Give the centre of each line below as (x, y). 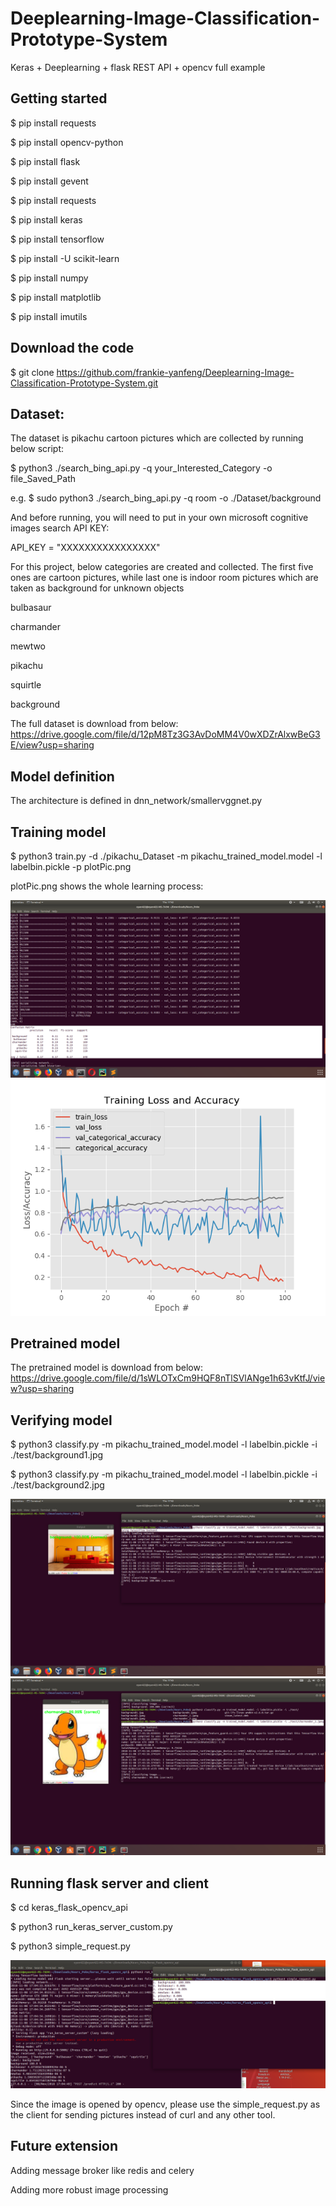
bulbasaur (31, 608)
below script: (37, 449)
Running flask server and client (110, 1883)
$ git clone (32, 372)
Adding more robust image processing (89, 2189)
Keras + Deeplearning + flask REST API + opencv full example (138, 67)
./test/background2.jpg (57, 1485)
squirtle (26, 685)
